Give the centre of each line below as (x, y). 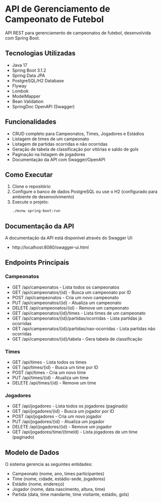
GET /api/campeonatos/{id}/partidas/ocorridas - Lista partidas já (77, 318)
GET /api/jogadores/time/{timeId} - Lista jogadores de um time (75, 432)
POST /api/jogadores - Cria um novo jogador (57, 416)
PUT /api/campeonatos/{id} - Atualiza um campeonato (67, 303)
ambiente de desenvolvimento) (43, 197)
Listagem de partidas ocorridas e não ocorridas (60, 144)
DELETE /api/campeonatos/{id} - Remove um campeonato (70, 308)
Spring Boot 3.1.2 (29, 70)
